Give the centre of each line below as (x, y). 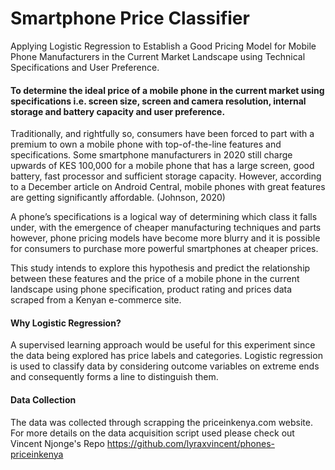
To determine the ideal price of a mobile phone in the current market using (167, 90)
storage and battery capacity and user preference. (118, 111)
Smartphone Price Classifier (130, 18)
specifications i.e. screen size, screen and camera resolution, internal (158, 101)
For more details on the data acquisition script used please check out (152, 433)
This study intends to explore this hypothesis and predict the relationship (160, 268)
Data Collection (43, 399)
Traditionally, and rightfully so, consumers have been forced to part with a (162, 134)
